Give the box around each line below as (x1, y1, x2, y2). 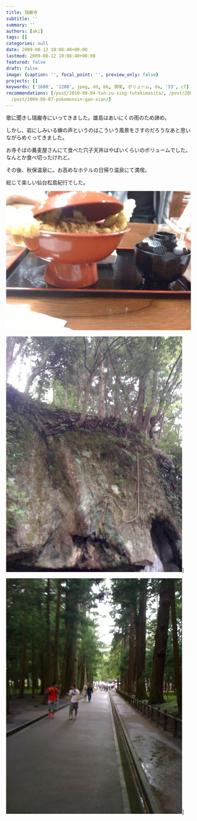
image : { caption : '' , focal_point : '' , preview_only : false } (6, 71, 159, 78)
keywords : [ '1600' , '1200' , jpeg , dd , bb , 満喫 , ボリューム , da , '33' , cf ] (6, 84, 189, 90)
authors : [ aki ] (6, 28, 43, 34)
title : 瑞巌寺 (6, 9, 38, 15)
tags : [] (6, 34, 28, 41)
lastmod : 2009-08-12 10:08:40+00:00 (6, 53, 96, 59)
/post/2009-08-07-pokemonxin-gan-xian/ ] (11, 97, 111, 102)
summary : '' (6, 22, 35, 28)
